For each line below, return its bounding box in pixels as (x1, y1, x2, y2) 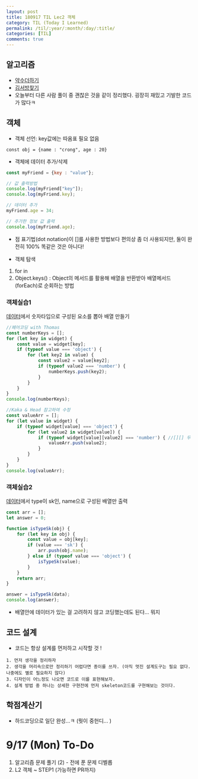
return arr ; (17, 575, 46, 581)
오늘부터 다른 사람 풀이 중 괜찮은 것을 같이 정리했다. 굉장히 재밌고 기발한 (14, 91, 181, 99)
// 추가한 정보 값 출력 (6, 218, 55, 224)
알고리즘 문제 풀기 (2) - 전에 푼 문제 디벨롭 (14, 758, 113, 766)
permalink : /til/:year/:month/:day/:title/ (6, 25, 116, 31)
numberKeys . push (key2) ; (48, 369, 108, 375)
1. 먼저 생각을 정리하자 (6, 657, 56, 663)
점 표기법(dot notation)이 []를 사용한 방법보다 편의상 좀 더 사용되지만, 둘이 (14, 235, 186, 242)
